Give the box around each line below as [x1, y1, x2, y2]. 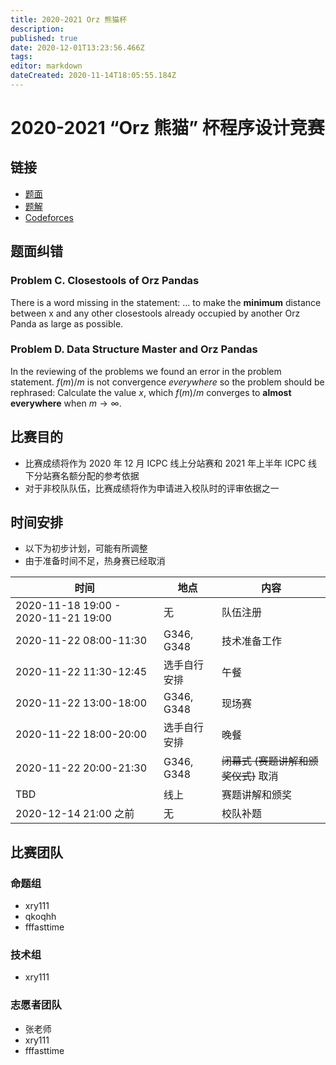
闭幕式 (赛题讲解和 [221, 754, 309, 768]
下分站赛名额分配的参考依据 [24, 469, 140, 481]
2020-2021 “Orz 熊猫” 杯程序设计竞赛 [10, 117, 325, 140]
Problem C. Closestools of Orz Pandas [10, 274, 200, 288]
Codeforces [24, 211, 74, 223]
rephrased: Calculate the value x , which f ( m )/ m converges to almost [10, 386, 292, 398]
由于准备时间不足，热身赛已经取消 [24, 555, 166, 567]
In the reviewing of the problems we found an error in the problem [10, 365, 282, 377]
